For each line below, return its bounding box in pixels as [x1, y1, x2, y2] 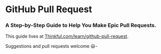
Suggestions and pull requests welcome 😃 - [5, 43, 98, 49]
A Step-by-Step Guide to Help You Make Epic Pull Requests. [5, 22, 157, 29]
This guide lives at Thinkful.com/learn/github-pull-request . [5, 33, 129, 39]
